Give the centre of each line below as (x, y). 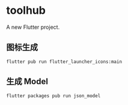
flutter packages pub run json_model (53, 96)
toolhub (26, 10)
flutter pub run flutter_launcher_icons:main (64, 61)
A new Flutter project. (33, 27)
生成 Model (27, 82)
